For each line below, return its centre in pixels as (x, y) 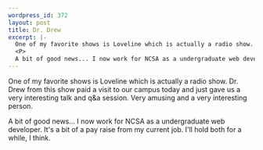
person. (21, 105)
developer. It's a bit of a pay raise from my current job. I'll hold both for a (125, 129)
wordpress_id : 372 (38, 15)
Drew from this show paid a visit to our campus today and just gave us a (124, 89)
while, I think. (29, 137)
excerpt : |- (27, 37)
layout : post (29, 23)
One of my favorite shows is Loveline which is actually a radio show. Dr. (123, 81)
